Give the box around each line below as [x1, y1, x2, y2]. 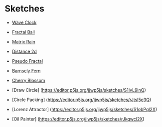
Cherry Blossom [11, 77, 45, 83]
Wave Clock [11, 19, 37, 25]
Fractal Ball [11, 29, 35, 35]
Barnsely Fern [11, 68, 41, 74]
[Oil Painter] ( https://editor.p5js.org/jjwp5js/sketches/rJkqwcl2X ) [11, 116, 145, 122]
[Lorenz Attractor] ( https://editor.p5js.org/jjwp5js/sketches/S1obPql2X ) [11, 106, 158, 112]
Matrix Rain [11, 38, 35, 45]
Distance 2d [11, 48, 37, 54]
